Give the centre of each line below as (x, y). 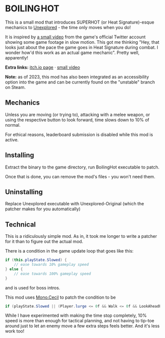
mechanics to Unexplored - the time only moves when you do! (68, 27)
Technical (20, 224)
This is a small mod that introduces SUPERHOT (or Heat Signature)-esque (80, 22)
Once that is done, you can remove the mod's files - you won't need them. (80, 176)
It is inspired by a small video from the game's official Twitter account (75, 37)
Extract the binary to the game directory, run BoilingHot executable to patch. (82, 167)
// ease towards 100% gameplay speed (53, 274)
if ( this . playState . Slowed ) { (36, 260)
